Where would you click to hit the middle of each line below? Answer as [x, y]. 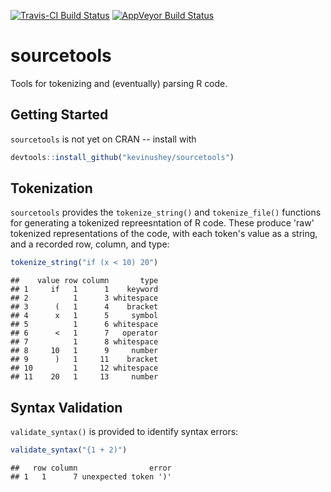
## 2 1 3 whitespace [84, 298]
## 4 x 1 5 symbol [84, 316]
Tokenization [51, 188]
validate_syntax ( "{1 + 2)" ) [69, 450]
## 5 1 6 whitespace [84, 325]
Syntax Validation [66, 407]
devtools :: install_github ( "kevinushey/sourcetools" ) [122, 157]
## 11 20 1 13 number [84, 377]
